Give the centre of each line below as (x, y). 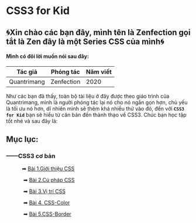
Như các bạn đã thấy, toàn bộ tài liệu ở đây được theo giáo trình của (88, 96)
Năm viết (99, 71)
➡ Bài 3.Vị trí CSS (44, 191)
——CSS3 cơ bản (31, 156)
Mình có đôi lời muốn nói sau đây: (48, 56)
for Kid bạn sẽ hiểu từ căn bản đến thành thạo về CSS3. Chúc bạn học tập (97, 115)
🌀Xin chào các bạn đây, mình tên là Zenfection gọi (98, 32)
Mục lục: (23, 140)
